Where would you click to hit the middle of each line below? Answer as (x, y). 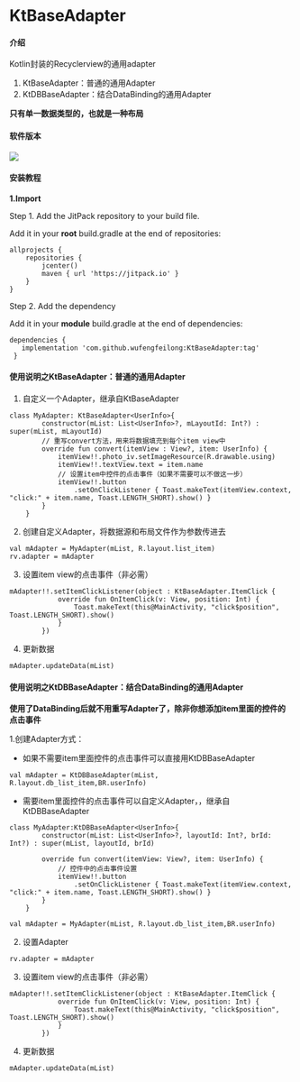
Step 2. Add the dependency (63, 306)
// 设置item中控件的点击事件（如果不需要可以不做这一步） (152, 474)
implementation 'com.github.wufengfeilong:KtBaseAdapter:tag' (140, 348)
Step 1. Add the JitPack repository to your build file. (105, 215)
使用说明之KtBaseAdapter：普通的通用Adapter (98, 377)
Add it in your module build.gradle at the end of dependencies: (126, 323)
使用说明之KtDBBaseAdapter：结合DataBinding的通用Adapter (127, 687)
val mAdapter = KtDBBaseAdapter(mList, (84, 775)
